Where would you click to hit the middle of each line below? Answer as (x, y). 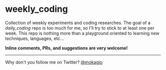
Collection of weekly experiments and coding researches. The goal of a (78, 23)
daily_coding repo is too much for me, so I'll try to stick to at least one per (80, 28)
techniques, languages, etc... (35, 38)
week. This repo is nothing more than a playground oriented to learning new (82, 33)
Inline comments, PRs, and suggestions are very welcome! (66, 48)
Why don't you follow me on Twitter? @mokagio (54, 62)
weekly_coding (37, 9)
